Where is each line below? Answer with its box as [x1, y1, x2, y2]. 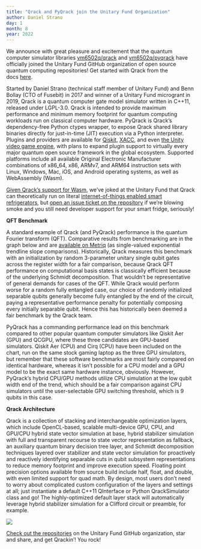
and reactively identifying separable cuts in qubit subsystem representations [6, 456, 196, 463]
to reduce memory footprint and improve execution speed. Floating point [6, 462, 186, 470]
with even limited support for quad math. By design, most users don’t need [6, 475, 191, 482]
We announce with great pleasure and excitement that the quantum [6, 48, 173, 55]
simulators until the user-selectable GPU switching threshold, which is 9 [6, 388, 184, 395]
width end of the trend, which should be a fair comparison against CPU [6, 381, 182, 388]
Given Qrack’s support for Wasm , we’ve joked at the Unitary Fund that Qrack [6, 186, 195, 193]
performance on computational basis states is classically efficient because [6, 267, 191, 274]
